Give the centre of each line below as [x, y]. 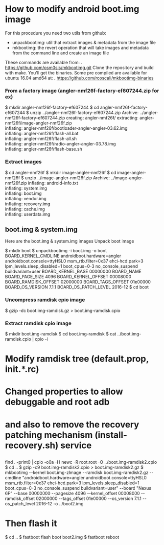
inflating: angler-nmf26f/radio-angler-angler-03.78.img [60, 144]
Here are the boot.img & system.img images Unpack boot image [70, 241]
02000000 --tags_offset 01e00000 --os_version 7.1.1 [89, 498]
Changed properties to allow [64, 391]
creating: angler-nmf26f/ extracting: [102, 118]
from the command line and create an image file [60, 53]
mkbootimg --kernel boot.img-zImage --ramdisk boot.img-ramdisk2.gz [77, 472]
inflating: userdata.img [28, 214]
